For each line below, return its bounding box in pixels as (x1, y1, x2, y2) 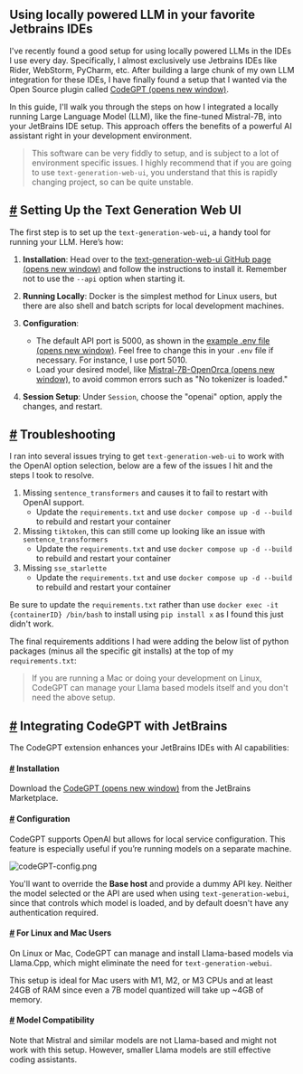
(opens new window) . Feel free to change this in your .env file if (35, 344, 274, 355)
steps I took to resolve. (9, 470, 95, 481)
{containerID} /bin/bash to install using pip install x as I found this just (9, 609, 284, 620)
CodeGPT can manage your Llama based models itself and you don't (31, 683, 289, 693)
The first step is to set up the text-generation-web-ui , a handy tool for (9, 226, 271, 238)
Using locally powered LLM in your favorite (9, 7, 256, 23)
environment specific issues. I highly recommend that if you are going (31, 157, 292, 168)
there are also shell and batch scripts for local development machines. (22, 300, 285, 311)
